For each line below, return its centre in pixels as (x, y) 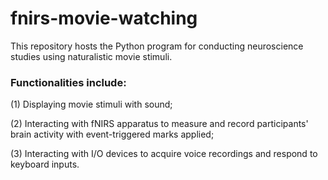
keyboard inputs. (45, 164)
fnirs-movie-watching (104, 18)
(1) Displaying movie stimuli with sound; (91, 104)
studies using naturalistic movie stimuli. (91, 56)
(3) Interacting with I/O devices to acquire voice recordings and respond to (164, 154)
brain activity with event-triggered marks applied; (112, 134)
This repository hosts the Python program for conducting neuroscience (157, 46)
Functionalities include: (68, 82)
